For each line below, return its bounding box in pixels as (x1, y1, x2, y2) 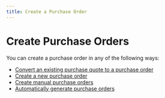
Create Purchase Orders (6, 34, 130, 48)
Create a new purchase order (14, 72, 88, 79)
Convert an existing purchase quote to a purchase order (14, 66, 154, 73)
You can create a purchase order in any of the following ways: (6, 54, 160, 62)
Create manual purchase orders (14, 78, 94, 85)
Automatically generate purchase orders (14, 85, 115, 92)
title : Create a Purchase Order (6, 8, 87, 15)
